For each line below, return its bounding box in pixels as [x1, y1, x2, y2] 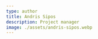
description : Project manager [6, 19, 80, 25]
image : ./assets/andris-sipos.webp [6, 24, 93, 30]
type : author [6, 8, 38, 14]
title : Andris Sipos [6, 14, 57, 19]
